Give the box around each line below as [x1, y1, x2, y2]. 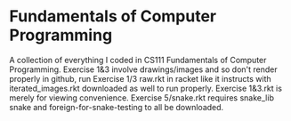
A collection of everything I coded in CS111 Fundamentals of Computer [9, 54, 267, 65]
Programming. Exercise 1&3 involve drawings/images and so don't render [9, 64, 278, 75]
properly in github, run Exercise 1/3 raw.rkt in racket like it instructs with [9, 73, 271, 84]
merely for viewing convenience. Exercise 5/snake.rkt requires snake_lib [9, 92, 274, 103]
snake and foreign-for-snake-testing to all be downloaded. [9, 101, 224, 112]
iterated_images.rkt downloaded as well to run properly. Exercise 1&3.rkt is [9, 83, 283, 93]
